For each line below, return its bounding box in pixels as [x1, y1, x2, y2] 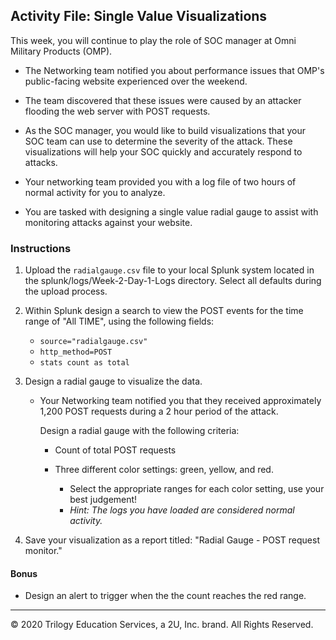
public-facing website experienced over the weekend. [24, 75, 248, 87]
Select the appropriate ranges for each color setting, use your [69, 483, 325, 495]
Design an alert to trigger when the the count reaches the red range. [24, 590, 307, 602]
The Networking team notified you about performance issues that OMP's [24, 64, 325, 76]
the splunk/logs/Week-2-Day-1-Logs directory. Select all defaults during [24, 275, 322, 287]
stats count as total [39, 358, 130, 368]
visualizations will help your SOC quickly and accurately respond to [24, 145, 303, 158]
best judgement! [69, 494, 138, 506]
